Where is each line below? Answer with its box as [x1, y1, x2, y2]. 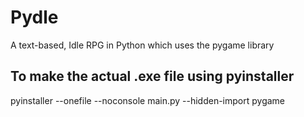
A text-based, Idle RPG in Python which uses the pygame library [10, 39, 275, 51]
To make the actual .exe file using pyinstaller [10, 68, 295, 85]
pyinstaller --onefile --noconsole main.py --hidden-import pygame [10, 94, 286, 106]
